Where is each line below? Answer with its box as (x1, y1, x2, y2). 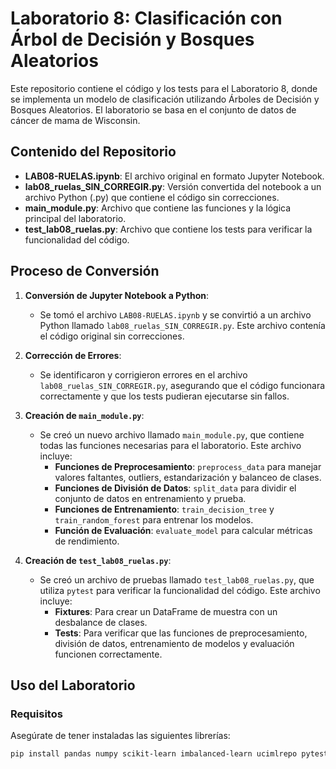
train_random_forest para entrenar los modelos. (54, 513, 254, 526)
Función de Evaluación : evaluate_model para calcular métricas (54, 524, 313, 536)
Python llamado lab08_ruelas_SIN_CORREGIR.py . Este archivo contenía (39, 319, 326, 331)
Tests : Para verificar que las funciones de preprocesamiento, (54, 627, 308, 639)
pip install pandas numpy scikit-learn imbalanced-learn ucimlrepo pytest (10, 749, 329, 759)
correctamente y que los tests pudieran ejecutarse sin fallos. (39, 390, 290, 402)
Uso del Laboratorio (10, 677, 136, 694)
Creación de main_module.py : (24, 409, 145, 421)
